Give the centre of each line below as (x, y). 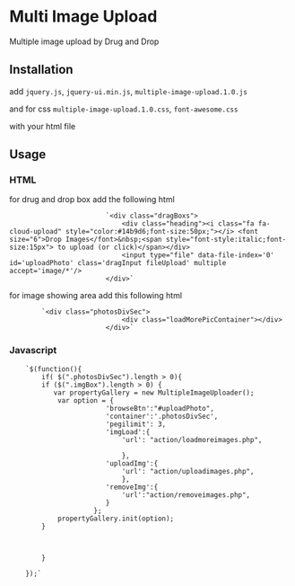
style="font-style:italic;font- (226, 240)
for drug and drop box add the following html (92, 200)
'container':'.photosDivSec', (162, 416)
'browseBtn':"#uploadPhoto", (160, 408)
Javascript (33, 351)
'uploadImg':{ (132, 463)
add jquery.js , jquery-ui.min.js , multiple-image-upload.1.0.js (129, 91)
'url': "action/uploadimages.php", (188, 471)
